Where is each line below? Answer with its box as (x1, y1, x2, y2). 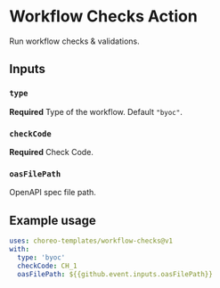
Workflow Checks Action (9, 6, 198, 27)
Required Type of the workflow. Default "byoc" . (9, 106, 183, 117)
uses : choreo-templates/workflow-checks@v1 (9, 236, 174, 246)
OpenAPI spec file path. (9, 187, 96, 198)
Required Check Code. (9, 146, 94, 157)
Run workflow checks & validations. (9, 36, 140, 46)
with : (9, 244, 29, 253)
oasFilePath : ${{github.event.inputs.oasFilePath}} (17, 269, 214, 278)
